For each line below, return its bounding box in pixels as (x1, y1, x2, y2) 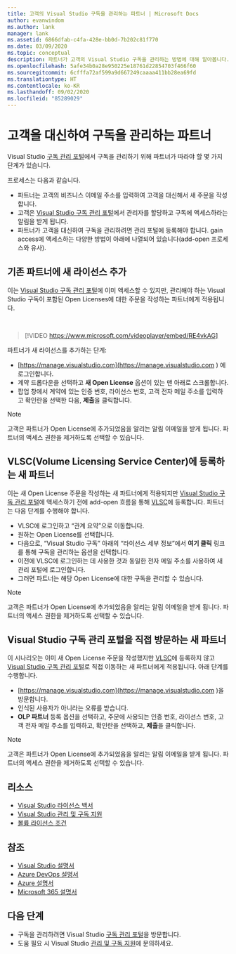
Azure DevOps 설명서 (17, 870, 79, 878)
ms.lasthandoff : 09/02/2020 (7, 89, 90, 96)
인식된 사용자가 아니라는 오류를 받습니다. (17, 704, 129, 712)
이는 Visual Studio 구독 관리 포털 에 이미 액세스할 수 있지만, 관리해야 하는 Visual (7, 286, 225, 294)
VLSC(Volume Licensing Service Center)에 (7, 456, 197, 468)
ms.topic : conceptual (7, 50, 71, 57)
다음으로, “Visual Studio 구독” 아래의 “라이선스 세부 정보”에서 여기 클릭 (17, 539, 212, 547)
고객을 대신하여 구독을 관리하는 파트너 (7, 128, 212, 144)
